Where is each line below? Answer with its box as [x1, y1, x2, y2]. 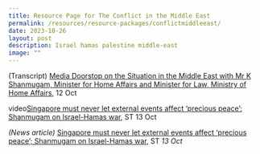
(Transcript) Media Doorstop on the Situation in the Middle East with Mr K [8, 71, 252, 80]
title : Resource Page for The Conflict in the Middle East [8, 11, 211, 20]
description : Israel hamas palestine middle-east [8, 42, 179, 50]
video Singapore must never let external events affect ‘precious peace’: [8, 103, 243, 113]
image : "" [8, 49, 42, 57]
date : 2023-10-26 [8, 26, 67, 34]
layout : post [8, 34, 52, 43]
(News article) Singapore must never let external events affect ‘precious [8, 128, 247, 137]
